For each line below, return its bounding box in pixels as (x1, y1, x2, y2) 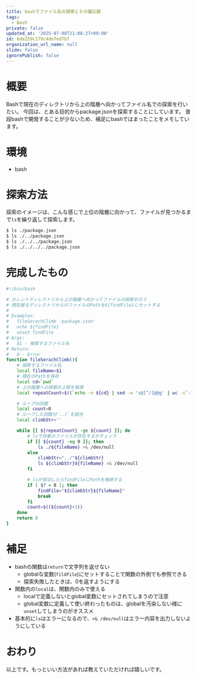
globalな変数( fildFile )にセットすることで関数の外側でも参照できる (23, 571, 187, 578)
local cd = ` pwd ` (16, 379, 54, 384)
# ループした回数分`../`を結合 (16, 412, 84, 418)
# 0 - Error (6, 351, 41, 357)
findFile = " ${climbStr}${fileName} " (37, 488, 126, 494)
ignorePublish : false (6, 53, 60, 58)
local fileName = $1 (16, 368, 62, 374)
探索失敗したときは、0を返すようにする (23, 578, 120, 585)
